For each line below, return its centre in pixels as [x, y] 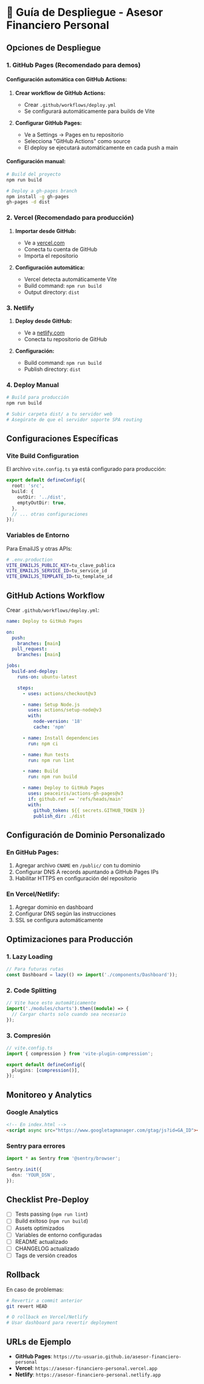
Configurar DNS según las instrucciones [66, 914]
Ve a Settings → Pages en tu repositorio [74, 134]
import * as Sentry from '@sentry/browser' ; [63, 1159]
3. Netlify [20, 308]
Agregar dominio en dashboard [54, 907]
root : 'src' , [28, 486]
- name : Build [40, 771]
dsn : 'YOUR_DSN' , [34, 1175]
